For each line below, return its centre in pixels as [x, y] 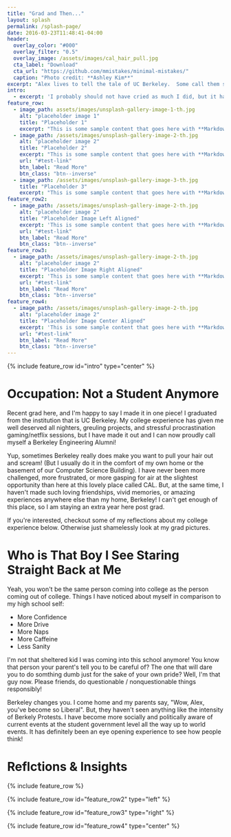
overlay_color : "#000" [46, 45]
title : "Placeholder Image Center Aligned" [83, 321]
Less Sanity [33, 646]
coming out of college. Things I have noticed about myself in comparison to [114, 596]
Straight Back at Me [64, 570]
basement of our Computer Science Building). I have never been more [106, 471]
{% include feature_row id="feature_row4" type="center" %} [93, 826]
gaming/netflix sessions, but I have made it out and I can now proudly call [111, 435]
